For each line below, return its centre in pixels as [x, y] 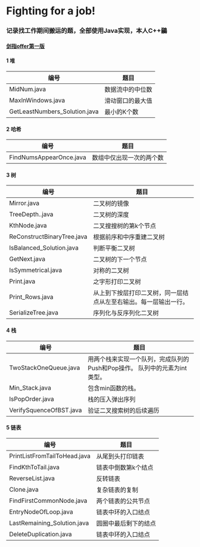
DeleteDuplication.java [41, 534]
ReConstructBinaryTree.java [48, 237]
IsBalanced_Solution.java [44, 248]
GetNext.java [27, 259]
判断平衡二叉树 [114, 248]
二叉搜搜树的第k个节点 [125, 226]
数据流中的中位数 [129, 89]
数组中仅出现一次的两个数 [128, 158]
